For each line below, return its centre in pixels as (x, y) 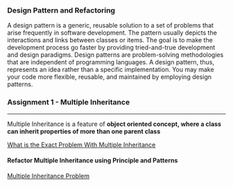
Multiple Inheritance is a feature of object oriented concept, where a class (114, 124)
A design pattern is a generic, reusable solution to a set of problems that (110, 26)
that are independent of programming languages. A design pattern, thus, (111, 62)
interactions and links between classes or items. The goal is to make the (110, 40)
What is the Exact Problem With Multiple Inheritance (81, 145)
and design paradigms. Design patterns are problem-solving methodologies (115, 55)
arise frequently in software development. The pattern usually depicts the (112, 33)
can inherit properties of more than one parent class (84, 131)
